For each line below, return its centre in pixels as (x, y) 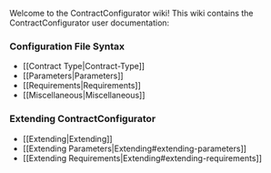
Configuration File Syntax (67, 46)
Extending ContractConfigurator (83, 119)
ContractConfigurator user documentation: (90, 23)
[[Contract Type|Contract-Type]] (84, 66)
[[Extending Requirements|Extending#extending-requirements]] (142, 158)
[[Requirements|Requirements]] (81, 86)
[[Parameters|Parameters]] (73, 76)
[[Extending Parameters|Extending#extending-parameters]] (135, 148)
